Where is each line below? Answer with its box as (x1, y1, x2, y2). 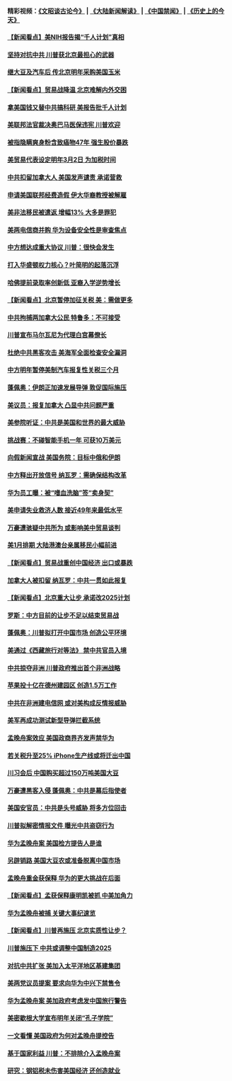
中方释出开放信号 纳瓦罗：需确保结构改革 (7, 471, 127, 479)
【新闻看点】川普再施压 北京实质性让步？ (7, 926, 127, 934)
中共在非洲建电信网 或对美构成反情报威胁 (7, 698, 127, 707)
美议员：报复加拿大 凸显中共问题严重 (7, 401, 115, 409)
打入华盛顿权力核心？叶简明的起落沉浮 (7, 261, 119, 269)
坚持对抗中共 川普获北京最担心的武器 (7, 50, 115, 59)
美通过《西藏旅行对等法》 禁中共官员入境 (7, 646, 127, 654)
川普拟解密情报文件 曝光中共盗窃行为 (7, 821, 115, 830)
